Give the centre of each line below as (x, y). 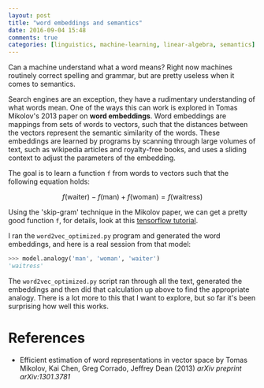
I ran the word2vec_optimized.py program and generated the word (114, 236)
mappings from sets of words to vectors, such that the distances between (128, 125)
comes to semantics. (42, 84)
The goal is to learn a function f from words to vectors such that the (119, 173)
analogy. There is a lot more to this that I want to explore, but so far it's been (132, 297)
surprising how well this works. (58, 306)
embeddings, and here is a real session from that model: (100, 244)
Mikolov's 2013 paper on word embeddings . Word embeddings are (117, 116)
